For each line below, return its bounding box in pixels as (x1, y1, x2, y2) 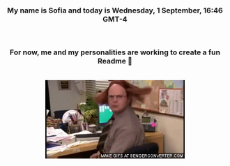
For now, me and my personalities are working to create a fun (9, 47, 221, 57)
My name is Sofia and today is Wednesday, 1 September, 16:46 (7, 6, 223, 15)
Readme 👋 (98, 56, 132, 66)
